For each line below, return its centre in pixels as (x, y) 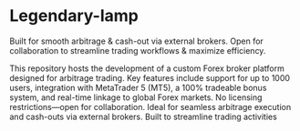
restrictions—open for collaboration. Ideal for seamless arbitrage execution (150, 106)
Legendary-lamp (74, 16)
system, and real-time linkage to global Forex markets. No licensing (136, 97)
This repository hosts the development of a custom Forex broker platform (147, 68)
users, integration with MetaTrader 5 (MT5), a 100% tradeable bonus (138, 87)
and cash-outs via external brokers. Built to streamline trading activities (144, 116)
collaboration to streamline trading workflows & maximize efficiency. (138, 50)
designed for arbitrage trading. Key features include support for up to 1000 (150, 77)
